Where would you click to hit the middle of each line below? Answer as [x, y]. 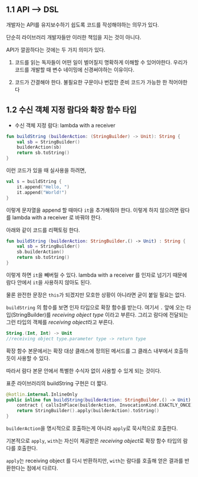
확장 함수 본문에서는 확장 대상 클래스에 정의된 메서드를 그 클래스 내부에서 [89, 351]
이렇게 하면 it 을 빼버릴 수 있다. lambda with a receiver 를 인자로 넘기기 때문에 [97, 275]
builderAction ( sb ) [39, 147]
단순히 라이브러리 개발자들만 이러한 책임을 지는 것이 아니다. [74, 37]
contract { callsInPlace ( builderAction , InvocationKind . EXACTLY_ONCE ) [105, 405]
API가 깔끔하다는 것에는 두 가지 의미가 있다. [56, 50]
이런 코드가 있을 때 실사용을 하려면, [46, 170]
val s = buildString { [34, 182]
